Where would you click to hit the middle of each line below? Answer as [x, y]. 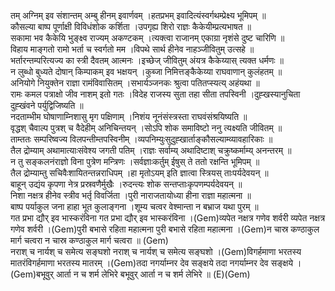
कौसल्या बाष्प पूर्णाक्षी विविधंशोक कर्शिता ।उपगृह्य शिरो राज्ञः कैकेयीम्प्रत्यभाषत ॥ [131, 26]
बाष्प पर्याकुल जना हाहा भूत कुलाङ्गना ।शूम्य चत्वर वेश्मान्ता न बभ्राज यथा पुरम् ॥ [134, 206]
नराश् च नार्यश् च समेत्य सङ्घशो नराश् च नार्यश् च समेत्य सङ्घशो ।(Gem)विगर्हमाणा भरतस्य [156, 251]
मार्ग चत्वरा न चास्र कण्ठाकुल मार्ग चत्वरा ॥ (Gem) [89, 240]
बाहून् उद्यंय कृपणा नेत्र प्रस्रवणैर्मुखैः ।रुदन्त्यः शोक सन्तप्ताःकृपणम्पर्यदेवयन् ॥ [126, 184]
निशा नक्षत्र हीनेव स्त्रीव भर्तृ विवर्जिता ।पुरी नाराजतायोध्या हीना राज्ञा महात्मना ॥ [131, 195]
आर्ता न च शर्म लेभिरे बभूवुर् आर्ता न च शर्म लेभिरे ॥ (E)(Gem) [153, 274]
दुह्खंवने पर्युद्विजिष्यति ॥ [47, 105]
